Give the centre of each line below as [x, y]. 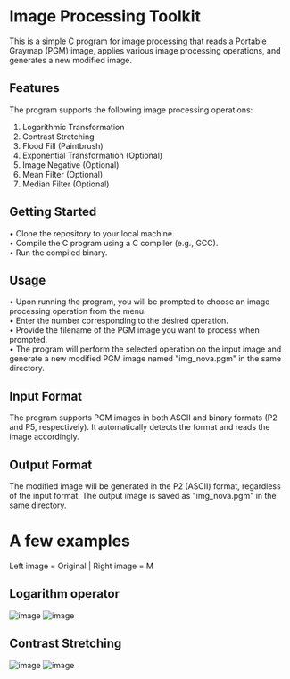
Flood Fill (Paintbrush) [63, 145]
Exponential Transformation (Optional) [92, 155]
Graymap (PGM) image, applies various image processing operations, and [145, 50]
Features [34, 88]
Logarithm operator [65, 594]
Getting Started [53, 212]
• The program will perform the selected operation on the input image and [145, 349]
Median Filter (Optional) [66, 184]
